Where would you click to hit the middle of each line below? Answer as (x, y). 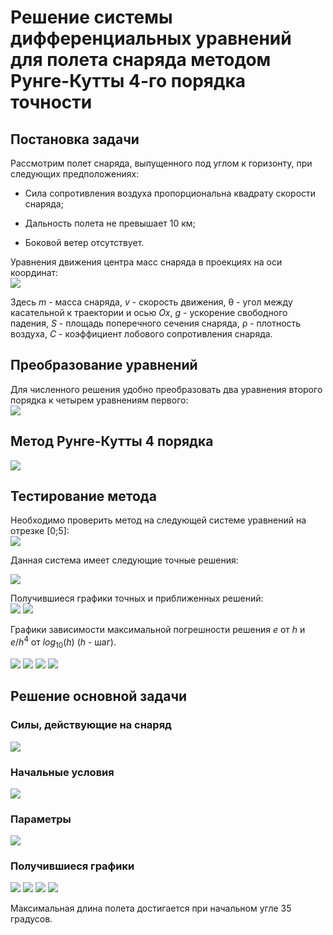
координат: (34, 272)
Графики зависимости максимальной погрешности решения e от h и (158, 630)
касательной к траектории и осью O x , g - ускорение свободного (149, 312)
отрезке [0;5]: (40, 531)
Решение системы (91, 17)
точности (51, 102)
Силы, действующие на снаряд (91, 725)
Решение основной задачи (99, 696)
